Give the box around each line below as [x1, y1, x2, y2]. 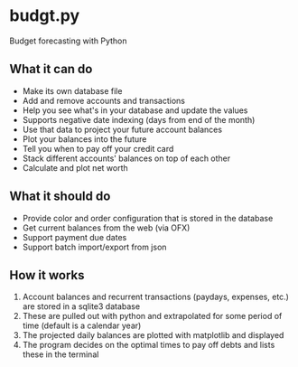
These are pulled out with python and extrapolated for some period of [22, 311, 283, 322]
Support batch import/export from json [22, 241, 167, 252]
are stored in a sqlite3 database [22, 301, 141, 312]
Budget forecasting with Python [9, 35, 127, 46]
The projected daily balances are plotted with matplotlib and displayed [22, 330, 284, 341]
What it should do [9, 189, 111, 204]
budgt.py [9, 5, 80, 26]
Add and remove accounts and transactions [22, 95, 185, 106]
